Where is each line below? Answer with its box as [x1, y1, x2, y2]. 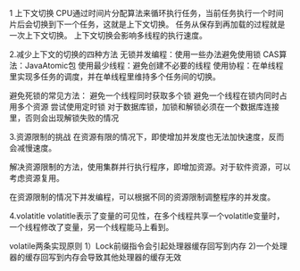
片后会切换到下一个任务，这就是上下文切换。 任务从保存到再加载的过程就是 [9, 19, 286, 29]
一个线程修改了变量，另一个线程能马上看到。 [9, 222, 174, 232]
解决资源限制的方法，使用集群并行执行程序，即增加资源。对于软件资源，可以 [9, 161, 291, 172]
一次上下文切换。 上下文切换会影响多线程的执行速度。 [9, 30, 207, 40]
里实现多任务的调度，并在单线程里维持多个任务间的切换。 [9, 71, 221, 82]
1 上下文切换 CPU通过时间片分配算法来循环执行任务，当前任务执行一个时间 [9, 8, 284, 18]
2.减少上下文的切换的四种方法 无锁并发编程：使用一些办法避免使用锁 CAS [9, 49, 279, 60]
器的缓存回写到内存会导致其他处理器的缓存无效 [9, 252, 181, 262]
